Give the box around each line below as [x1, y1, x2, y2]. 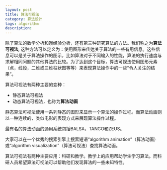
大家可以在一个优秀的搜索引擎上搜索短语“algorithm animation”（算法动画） [5, 136, 159, 142]
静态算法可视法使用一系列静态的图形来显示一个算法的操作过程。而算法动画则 [5, 109, 162, 115]
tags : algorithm [5, 21, 39, 26]
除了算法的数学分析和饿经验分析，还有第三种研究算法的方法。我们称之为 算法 [5, 40, 162, 46]
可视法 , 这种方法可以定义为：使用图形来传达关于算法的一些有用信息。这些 [5, 46, 156, 52]
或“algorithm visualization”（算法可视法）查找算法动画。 [5, 143, 120, 149]
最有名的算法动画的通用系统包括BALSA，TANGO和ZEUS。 [5, 126, 125, 132]
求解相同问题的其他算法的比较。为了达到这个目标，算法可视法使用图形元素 [5, 59, 158, 65]
